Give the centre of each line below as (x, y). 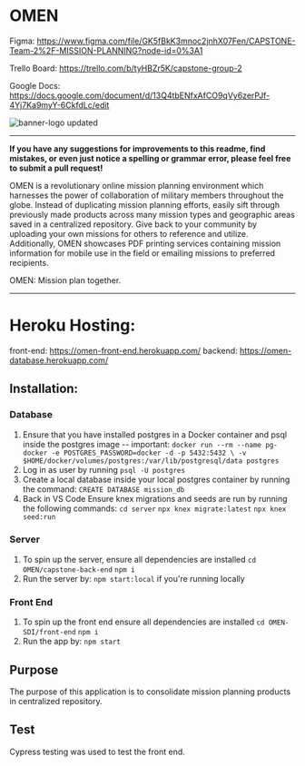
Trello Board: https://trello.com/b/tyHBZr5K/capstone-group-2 (126, 68)
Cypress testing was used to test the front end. (98, 751)
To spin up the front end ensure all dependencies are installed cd (143, 622)
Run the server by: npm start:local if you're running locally (133, 578)
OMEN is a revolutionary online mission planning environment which (137, 185)
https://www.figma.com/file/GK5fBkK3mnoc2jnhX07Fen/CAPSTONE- (167, 41)
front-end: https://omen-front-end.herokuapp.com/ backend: (123, 350)
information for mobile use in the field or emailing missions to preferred (142, 253)
